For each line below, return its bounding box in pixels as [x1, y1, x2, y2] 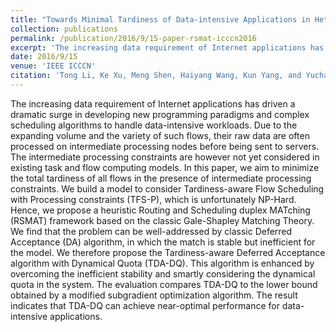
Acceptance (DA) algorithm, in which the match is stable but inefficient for [10, 236, 316, 248]
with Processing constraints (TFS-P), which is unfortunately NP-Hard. [10, 193, 297, 205]
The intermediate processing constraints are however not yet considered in [10, 151, 320, 163]
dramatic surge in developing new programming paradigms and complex [10, 108, 310, 120]
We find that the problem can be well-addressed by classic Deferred [10, 225, 293, 237]
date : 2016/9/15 [10, 52, 78, 62]
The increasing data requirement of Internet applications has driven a [10, 97, 296, 110]
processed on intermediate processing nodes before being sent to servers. [10, 140, 320, 152]
